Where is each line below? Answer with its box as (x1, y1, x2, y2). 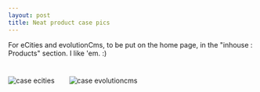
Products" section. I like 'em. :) (8, 48, 107, 58)
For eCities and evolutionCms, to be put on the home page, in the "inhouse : (8, 40, 253, 49)
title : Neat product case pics (8, 19, 110, 27)
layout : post (8, 11, 51, 19)
